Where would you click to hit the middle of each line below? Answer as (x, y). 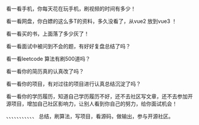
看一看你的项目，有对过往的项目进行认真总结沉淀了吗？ (73, 84)
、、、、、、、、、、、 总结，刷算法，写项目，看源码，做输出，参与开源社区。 (90, 116)
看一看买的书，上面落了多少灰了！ (48, 34)
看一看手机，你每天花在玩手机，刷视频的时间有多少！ (71, 9)
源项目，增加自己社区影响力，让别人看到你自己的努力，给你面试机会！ (92, 104)
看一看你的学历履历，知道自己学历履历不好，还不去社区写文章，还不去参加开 (99, 96)
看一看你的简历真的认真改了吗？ (45, 71)
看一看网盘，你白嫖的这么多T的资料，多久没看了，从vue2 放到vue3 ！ (92, 21)
